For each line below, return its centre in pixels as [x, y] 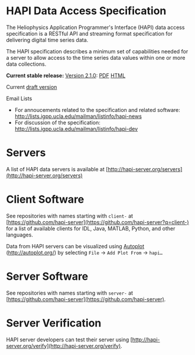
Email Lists [19, 98]
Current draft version [32, 87]
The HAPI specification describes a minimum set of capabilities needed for [97, 51]
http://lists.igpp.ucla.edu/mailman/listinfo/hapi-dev [76, 129]
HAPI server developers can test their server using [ [69, 340]
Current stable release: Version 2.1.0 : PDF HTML [66, 75]
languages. [20, 235]
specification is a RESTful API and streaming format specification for [90, 33]
